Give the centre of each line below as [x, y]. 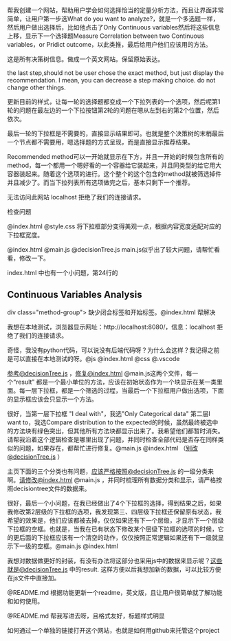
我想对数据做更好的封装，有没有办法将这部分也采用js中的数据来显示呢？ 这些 [115, 561]
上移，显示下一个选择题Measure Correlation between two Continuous [106, 36]
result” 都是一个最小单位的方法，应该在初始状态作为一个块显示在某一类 [117, 382]
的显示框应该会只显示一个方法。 [52, 399]
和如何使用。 [25, 601]
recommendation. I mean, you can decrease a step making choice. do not [111, 80]
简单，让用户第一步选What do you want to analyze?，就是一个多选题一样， [113, 19]
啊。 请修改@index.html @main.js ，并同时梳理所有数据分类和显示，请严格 [112, 479]
